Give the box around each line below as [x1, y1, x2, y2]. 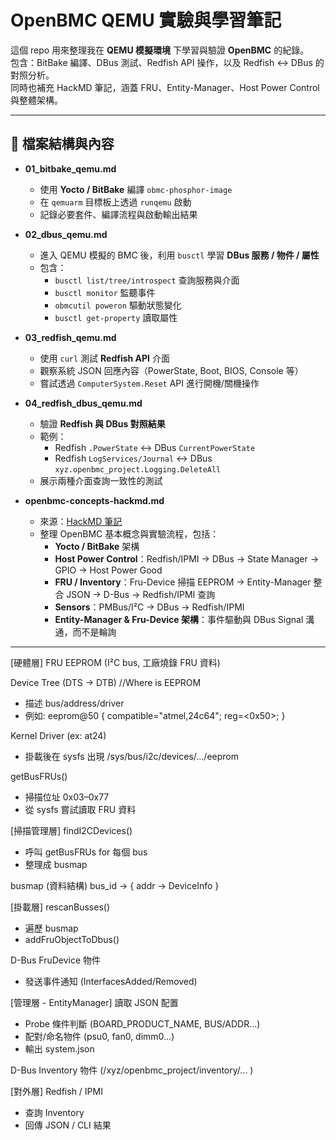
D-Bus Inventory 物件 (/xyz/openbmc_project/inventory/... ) [10, 1064, 254, 1076]
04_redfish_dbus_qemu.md [24, 397, 143, 409]
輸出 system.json [24, 1042, 95, 1055]
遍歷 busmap [24, 922, 79, 934]
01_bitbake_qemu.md [24, 162, 117, 175]
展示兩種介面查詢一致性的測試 [39, 474, 163, 486]
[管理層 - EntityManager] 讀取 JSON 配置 [10, 996, 179, 1008]
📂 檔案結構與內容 [10, 136, 115, 153]
